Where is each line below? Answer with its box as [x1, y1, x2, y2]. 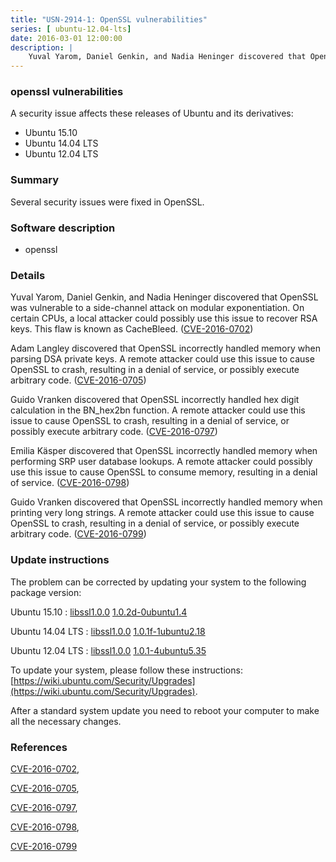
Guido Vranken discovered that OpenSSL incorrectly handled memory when [10, 496, 323, 508]
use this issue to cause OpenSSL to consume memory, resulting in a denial [10, 466, 318, 478]
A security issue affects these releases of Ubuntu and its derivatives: [10, 107, 294, 120]
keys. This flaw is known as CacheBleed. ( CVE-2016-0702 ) [10, 323, 254, 335]
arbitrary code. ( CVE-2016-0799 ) [10, 528, 147, 540]
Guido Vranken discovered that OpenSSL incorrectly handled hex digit [10, 394, 300, 406]
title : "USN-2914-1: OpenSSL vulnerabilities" [10, 14, 208, 25]
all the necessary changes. [10, 715, 122, 727]
